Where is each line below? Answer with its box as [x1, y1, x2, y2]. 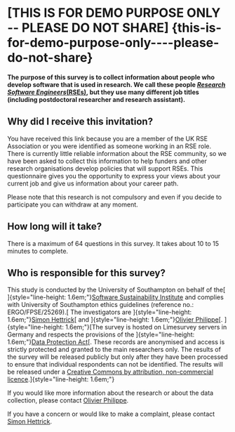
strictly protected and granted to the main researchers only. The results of [7, 346, 221, 354]
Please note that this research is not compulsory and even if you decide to [7, 192, 222, 201]
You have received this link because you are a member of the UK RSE [7, 134, 208, 143]
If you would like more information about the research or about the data [7, 388, 214, 398]
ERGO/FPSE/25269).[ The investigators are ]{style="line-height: [7, 308, 192, 317]
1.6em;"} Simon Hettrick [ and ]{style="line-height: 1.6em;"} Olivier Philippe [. [7, 315, 223, 324]
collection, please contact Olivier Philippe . [7, 396, 129, 405]
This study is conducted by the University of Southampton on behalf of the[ [7, 286, 226, 294]
